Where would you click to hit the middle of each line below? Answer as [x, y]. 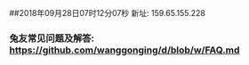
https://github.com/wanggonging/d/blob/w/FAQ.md [124, 50]
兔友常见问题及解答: [52, 38]
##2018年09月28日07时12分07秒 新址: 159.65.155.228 [108, 13]
